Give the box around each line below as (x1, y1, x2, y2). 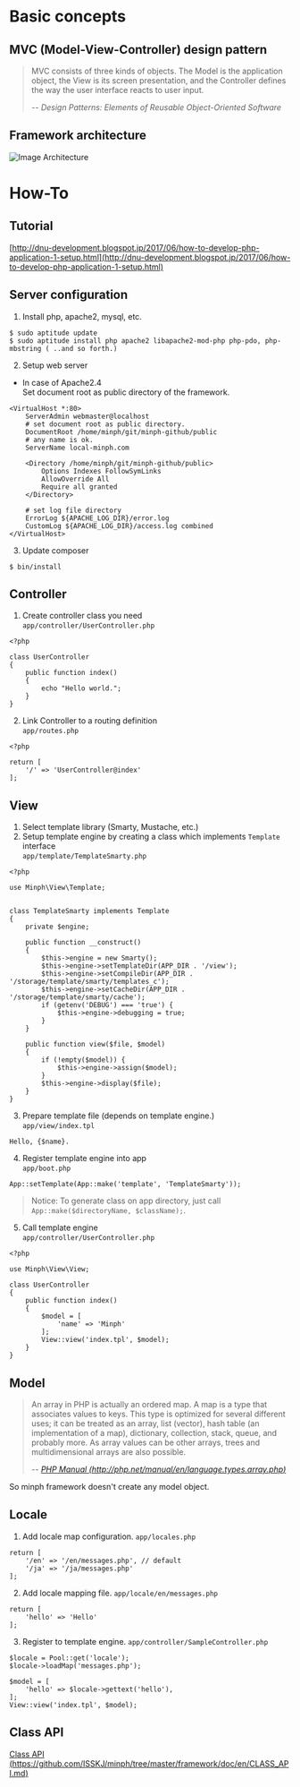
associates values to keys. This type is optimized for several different (30, 1408, 286, 1420)
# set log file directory (25, 506, 122, 515)
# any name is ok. (25, 435, 94, 444)
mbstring (9, 344, 42, 353)
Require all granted (41, 482, 118, 492)
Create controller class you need (21, 611, 143, 621)
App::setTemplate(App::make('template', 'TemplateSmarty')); (9, 1180, 242, 1189)
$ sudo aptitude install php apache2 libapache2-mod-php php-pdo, (9, 336, 262, 346)
